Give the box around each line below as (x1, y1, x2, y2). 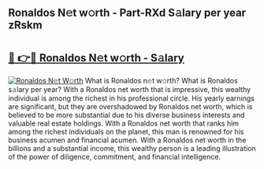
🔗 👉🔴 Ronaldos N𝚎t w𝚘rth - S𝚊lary (8, 51, 184, 64)
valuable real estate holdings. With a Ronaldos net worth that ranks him (8, 119, 239, 128)
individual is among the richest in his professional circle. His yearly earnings (8, 94, 255, 103)
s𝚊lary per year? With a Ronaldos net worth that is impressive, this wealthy (8, 85, 251, 94)
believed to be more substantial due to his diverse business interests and (8, 110, 245, 119)
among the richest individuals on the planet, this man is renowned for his (8, 127, 244, 136)
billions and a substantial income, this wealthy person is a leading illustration (8, 144, 256, 152)
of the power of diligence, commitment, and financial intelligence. (8, 152, 221, 161)
